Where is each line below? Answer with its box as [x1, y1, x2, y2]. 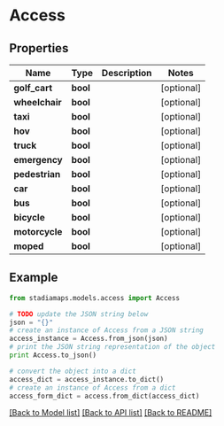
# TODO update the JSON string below [9, 309, 149, 319]
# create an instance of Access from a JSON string [9, 326, 204, 335]
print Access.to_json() [9, 351, 97, 360]
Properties [9, 41, 69, 56]
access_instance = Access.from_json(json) [9, 334, 168, 344]
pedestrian [13, 168, 61, 180]
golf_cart [13, 81, 53, 94]
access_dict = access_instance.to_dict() [9, 375, 165, 383]
